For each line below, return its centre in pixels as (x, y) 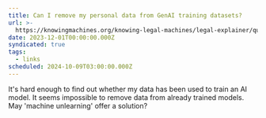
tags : (17, 52)
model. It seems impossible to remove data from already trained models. (126, 97)
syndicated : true (37, 45)
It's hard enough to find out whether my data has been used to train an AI (128, 89)
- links (28, 60)
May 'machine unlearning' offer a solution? (78, 105)
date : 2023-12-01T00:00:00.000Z (61, 37)
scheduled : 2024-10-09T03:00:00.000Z (70, 67)
